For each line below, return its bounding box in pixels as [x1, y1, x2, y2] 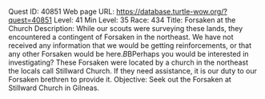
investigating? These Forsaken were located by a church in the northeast [8, 57, 249, 67]
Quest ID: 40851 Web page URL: [8, 7, 114, 16]
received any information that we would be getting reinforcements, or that [8, 41, 252, 50]
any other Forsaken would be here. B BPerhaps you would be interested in [8, 49, 250, 58]
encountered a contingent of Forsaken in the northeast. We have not [8, 32, 234, 42]
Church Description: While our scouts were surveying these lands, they [8, 24, 243, 33]
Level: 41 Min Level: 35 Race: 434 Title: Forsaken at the [53, 15, 236, 25]
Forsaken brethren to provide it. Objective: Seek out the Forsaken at [8, 75, 232, 84]
